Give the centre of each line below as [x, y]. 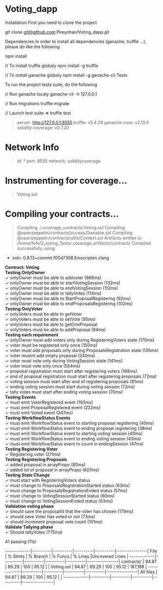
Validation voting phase [30, 506]
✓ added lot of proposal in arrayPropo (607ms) [52, 470]
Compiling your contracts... [62, 214]
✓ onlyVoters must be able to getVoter [44, 314]
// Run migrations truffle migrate [37, 103]
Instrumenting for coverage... [66, 181]
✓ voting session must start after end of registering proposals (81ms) [74, 381]
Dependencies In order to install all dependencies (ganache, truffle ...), [76, 41]
